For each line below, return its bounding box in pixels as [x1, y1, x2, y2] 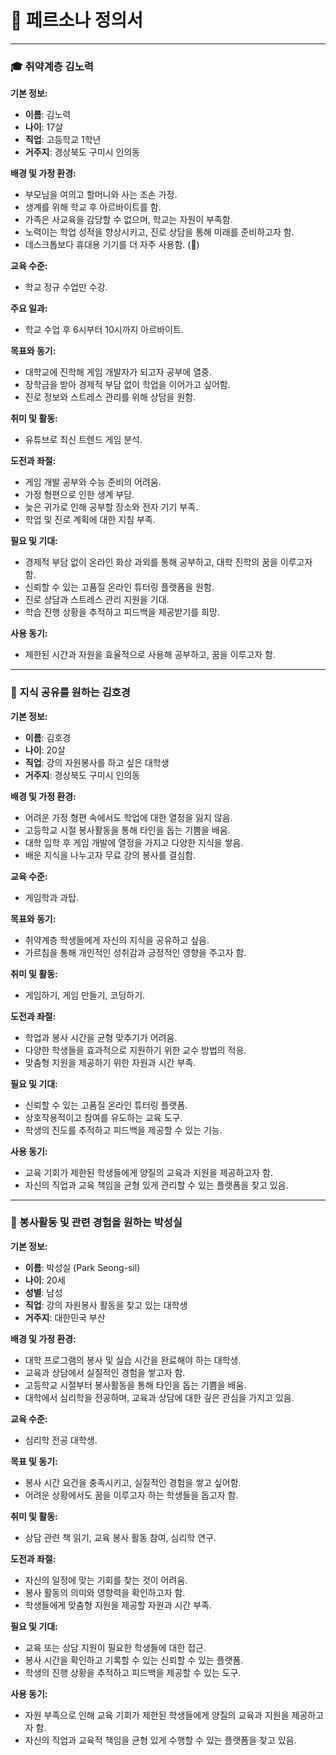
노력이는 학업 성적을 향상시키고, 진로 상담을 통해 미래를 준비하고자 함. [24, 226, 295, 238]
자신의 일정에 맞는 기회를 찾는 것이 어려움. [24, 1574, 188, 1586]
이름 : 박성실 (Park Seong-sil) [24, 1261, 141, 1273]
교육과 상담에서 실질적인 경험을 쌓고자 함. [24, 1366, 186, 1378]
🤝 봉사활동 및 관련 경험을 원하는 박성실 [10, 1216, 183, 1230]
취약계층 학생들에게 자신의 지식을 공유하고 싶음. [24, 934, 210, 946]
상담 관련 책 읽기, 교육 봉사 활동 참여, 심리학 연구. [24, 1531, 217, 1543]
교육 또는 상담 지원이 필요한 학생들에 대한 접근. [24, 1641, 207, 1653]
